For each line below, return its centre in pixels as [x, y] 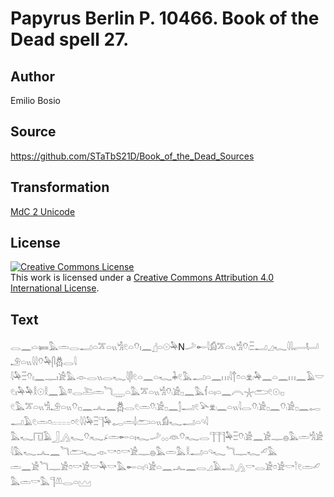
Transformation [60, 187]
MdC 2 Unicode [43, 211]
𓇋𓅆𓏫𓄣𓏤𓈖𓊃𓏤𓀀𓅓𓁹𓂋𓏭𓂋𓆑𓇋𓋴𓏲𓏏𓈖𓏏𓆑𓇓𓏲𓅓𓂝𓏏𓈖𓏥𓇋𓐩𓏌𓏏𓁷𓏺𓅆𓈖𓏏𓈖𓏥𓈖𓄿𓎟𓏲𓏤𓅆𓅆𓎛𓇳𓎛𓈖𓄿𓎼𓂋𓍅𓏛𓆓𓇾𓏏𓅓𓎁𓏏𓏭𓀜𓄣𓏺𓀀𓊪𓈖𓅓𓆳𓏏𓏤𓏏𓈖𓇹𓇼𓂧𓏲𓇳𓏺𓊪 [167, 377]
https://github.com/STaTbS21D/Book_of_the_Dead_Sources [132, 156]
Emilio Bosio [35, 100]
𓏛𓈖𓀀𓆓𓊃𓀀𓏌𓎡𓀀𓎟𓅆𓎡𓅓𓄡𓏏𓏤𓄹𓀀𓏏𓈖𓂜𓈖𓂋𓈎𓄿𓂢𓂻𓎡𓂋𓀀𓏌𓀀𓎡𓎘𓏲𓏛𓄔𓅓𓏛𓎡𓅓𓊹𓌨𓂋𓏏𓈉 [165, 467]
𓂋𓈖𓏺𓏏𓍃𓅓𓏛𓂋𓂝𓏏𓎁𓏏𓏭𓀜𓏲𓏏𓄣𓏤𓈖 [81, 347]
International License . [55, 288]
